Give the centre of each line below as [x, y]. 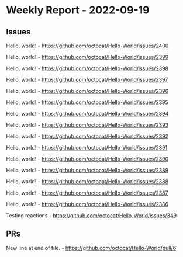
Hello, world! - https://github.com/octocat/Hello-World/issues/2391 [87, 147]
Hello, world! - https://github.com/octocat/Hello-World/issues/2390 [87, 159]
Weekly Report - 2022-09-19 [78, 10]
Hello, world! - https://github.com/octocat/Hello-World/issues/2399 [87, 57]
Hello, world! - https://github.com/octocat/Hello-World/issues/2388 [87, 181]
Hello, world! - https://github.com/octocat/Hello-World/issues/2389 [87, 170]
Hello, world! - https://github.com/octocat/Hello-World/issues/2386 [87, 204]
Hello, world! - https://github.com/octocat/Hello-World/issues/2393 [87, 125]
